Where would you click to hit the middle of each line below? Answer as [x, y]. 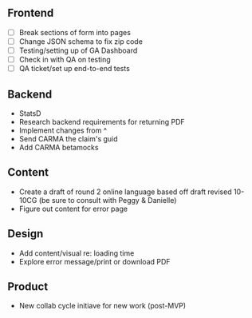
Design [26, 234]
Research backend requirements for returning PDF [102, 121]
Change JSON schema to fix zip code [81, 41]
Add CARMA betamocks [59, 147]
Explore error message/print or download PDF [94, 261]
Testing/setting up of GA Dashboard [78, 50]
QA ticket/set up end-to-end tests [75, 69]
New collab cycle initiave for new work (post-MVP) [102, 306]
